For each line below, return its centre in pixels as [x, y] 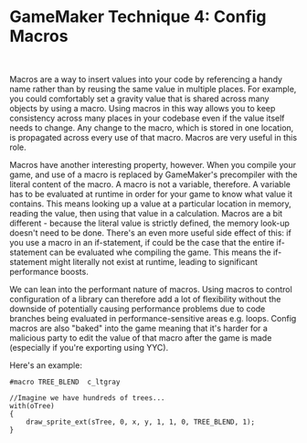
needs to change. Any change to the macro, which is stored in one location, [152, 127]
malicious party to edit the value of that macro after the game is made [141, 338]
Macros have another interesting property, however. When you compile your [153, 164]
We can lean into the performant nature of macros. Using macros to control [151, 289]
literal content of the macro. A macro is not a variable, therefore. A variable [150, 184]
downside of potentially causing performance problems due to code [138, 309]
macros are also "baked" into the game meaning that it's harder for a [138, 328]
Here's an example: [46, 365]
